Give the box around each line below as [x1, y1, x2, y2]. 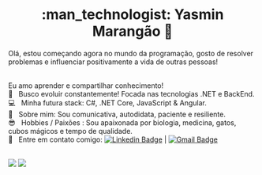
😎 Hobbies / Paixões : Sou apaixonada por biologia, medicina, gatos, [8, 117, 237, 127]
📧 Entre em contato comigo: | [8, 135, 167, 144]
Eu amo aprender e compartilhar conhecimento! [8, 81, 164, 90]
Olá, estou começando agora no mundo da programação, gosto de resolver [8, 48, 254, 58]
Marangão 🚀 [92, 22, 174, 40]
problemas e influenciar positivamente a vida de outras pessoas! [8, 57, 219, 67]
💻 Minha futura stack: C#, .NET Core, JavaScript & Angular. [8, 97, 207, 108]
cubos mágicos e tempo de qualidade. [8, 126, 133, 135]
